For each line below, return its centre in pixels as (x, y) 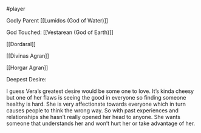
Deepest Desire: (26, 79)
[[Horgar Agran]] (27, 67)
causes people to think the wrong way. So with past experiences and (93, 111)
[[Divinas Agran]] (28, 56)
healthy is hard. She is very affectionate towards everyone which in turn (96, 104)
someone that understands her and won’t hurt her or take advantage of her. (101, 123)
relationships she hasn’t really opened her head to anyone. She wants (94, 117)
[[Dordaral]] (21, 44)
